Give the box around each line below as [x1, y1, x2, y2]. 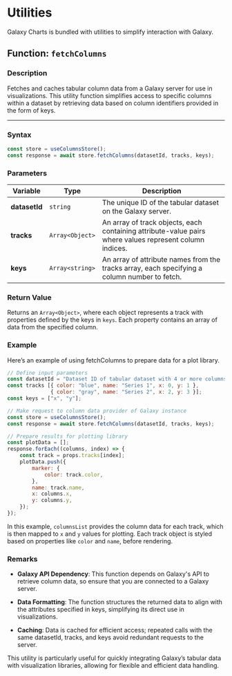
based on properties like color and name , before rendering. [7, 537, 173, 545]
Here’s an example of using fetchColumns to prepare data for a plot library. [7, 356, 220, 364]
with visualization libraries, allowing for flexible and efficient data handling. [7, 661, 220, 670]
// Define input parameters [7, 369, 88, 376]
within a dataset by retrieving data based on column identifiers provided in [7, 99, 219, 107]
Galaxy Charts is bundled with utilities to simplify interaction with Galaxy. [7, 28, 214, 36]
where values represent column [101, 235, 205, 244]
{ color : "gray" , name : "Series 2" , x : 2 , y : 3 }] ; [50, 389, 202, 396]
